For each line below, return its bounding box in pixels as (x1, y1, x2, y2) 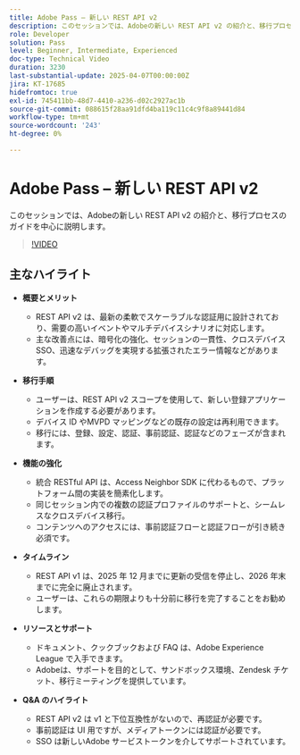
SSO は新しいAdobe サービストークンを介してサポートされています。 (35, 735, 291, 746)
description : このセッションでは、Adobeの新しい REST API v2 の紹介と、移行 (9, 21, 273, 30)
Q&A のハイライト (21, 694, 89, 705)
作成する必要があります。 (66, 405, 161, 415)
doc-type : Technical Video (9, 55, 110, 63)
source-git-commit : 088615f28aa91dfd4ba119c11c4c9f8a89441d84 (9, 105, 246, 113)
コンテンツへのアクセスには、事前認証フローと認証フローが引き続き (35, 521, 286, 532)
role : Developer (9, 29, 70, 38)
